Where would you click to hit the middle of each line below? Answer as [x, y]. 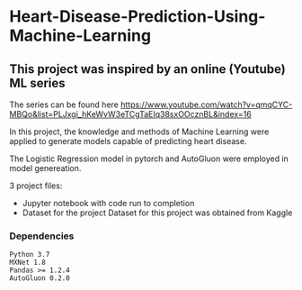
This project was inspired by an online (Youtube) [147, 69]
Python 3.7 [30, 255]
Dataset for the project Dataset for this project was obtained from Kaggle [157, 213]
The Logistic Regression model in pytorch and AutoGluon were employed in [149, 159]
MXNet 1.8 [28, 263]
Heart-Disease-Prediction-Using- [138, 17]
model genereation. [45, 168]
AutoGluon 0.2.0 [40, 278]
